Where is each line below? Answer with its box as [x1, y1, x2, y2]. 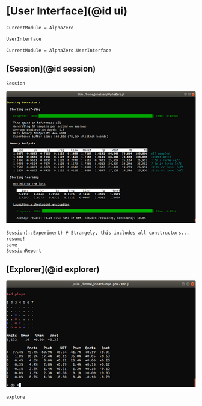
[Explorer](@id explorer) [6, 264, 100, 274]
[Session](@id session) [6, 64, 96, 74]
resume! [6, 236, 26, 242]
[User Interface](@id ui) [6, 4, 127, 18]
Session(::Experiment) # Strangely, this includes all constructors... [6, 230, 189, 236]
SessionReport [6, 248, 42, 254]
